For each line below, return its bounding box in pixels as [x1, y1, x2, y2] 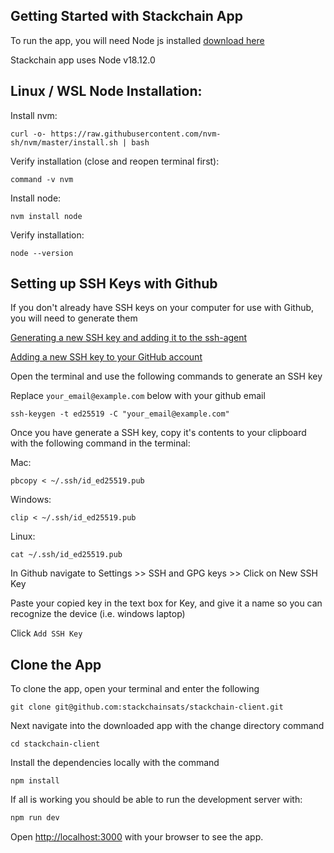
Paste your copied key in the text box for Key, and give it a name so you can [10, 597, 323, 609]
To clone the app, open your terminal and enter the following [10, 683, 260, 695]
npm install [10, 776, 60, 786]
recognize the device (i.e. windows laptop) [10, 608, 186, 620]
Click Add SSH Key [10, 627, 83, 639]
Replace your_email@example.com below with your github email [10, 390, 266, 402]
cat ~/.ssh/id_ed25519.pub [10, 550, 123, 560]
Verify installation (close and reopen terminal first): [10, 155, 220, 167]
